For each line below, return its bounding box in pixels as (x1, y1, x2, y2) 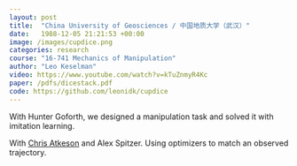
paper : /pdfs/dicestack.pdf (9, 79, 113, 87)
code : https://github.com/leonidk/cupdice (9, 87, 168, 95)
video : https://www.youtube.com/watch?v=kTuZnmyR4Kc (9, 71, 208, 79)
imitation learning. (9, 120, 75, 131)
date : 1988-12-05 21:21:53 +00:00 (9, 29, 145, 38)
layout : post (9, 12, 58, 22)
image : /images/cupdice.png (9, 37, 113, 47)
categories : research (9, 46, 90, 55)
